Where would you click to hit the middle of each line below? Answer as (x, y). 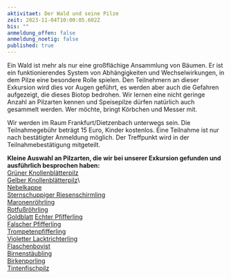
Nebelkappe (25, 187)
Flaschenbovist (29, 246)
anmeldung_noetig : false (43, 39)
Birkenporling (26, 261)
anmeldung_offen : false (41, 33)
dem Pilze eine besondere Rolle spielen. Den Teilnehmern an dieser (103, 80)
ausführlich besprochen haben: (54, 165)
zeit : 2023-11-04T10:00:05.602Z (54, 20)
